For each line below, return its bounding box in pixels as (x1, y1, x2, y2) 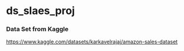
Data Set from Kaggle (6, 25, 69, 33)
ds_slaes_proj (6, 4, 75, 18)
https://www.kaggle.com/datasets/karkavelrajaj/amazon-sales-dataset (6, 38, 178, 45)
